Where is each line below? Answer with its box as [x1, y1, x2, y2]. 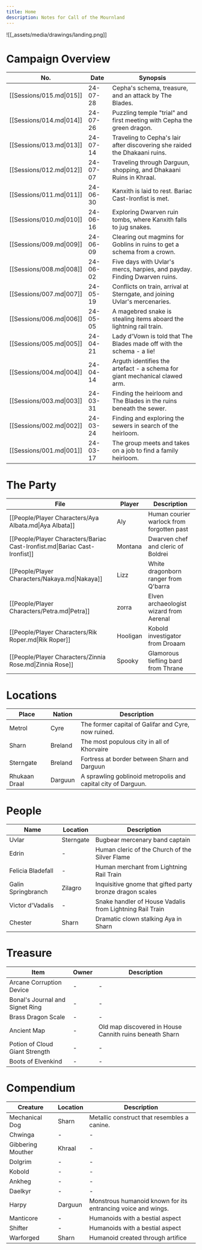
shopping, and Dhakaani [112, 166, 181, 175]
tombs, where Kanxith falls [112, 215, 188, 224]
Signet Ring [9, 1003, 42, 1012]
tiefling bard [148, 657, 182, 665]
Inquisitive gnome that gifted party [95, 880, 192, 888]
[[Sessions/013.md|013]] [9, 141, 83, 149]
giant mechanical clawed [112, 372, 183, 380]
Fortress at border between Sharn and [81, 755, 189, 763]
